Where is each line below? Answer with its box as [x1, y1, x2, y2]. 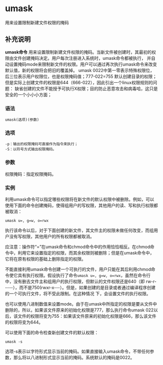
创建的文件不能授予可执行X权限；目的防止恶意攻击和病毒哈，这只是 [23, 86, 158, 91]
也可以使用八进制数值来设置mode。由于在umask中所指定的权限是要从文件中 [5, 301, 157, 307]
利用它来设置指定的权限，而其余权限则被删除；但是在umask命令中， [17, 250, 154, 255]
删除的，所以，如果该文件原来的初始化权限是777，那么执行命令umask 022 [5, 307, 154, 313]
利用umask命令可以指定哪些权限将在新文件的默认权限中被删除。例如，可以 [5, 196, 154, 202]
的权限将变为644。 [5, 319, 43, 325]
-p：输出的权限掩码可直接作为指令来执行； [5, 142, 79, 146]
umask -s [5, 339, 23, 344]
